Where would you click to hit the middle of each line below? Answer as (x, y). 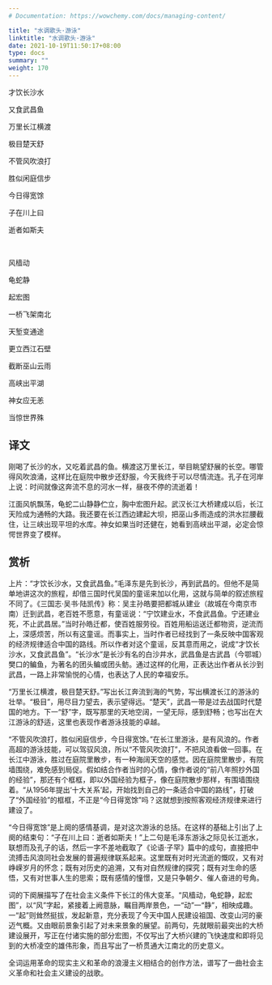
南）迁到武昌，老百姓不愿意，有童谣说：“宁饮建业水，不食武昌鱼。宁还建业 (134, 614)
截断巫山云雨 (30, 366)
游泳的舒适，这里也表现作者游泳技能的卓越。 (89, 722)
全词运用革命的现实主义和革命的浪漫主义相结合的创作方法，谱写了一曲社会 (132, 962)
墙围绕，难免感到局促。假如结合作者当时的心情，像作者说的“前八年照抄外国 (134, 769)
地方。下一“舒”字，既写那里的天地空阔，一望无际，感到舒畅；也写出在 (139, 711)
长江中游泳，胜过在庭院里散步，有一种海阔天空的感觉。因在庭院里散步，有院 (136, 759)
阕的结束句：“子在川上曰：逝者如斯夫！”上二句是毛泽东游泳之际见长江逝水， (136, 837)
